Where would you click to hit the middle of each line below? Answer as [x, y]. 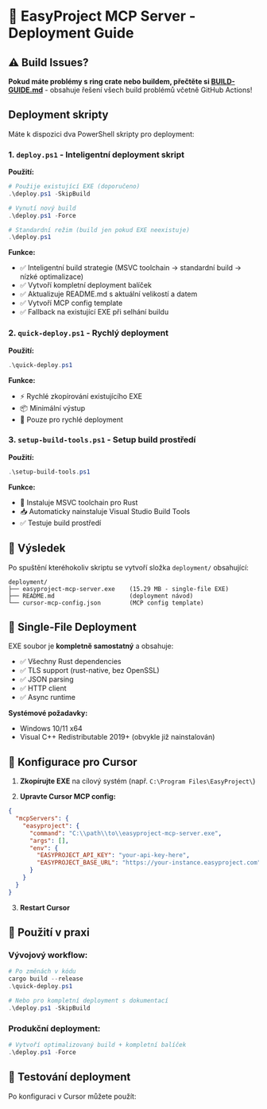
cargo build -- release [46, 979]
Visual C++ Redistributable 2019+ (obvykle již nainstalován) [117, 737]
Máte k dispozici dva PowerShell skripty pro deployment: [101, 133]
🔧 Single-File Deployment [72, 627]
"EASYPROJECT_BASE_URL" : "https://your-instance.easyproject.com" [149, 863]
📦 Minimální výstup [52, 408]
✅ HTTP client [43, 688]
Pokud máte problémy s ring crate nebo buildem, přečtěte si [109, 81]
